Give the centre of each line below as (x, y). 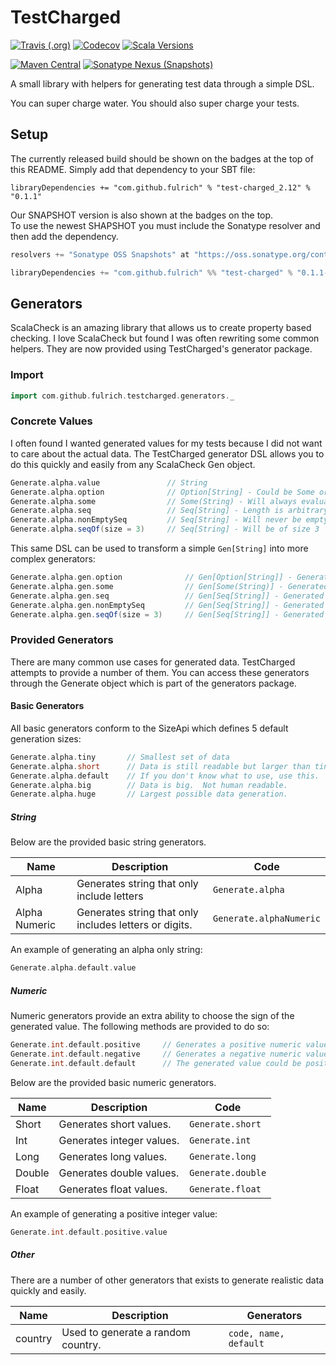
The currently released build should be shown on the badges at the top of (162, 158)
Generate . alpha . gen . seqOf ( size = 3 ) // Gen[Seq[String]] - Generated (167, 614)
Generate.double (228, 1172)
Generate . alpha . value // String (109, 482)
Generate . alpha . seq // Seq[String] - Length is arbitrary (169, 511)
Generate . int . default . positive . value (89, 1232)
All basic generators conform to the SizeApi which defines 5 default (149, 728)
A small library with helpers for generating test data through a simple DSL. (162, 83)
